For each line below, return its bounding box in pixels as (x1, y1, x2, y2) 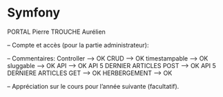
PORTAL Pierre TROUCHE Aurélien (7, 28, 106, 36)
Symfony (7, 5, 61, 21)
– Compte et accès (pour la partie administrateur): (7, 41, 149, 49)
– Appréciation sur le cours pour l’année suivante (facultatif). (7, 82, 180, 90)
